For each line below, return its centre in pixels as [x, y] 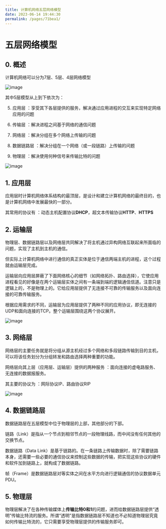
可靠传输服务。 [29, 294]
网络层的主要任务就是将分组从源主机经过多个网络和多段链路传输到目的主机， [83, 350]
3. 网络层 [19, 337]
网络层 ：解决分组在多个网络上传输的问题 [54, 135]
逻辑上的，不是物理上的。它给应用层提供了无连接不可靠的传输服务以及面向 [81, 288]
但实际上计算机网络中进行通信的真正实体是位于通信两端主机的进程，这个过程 [83, 259]
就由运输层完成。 [22, 265]
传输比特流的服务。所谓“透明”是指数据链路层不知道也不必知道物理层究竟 [85, 516]
